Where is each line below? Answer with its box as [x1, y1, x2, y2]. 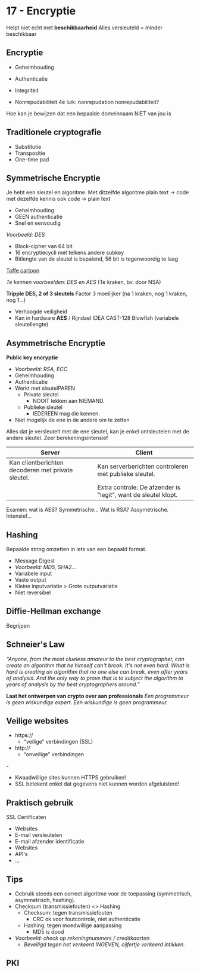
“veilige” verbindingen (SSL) [23, 738, 93, 745]
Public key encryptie [6, 354, 58, 361]
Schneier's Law [6, 640, 65, 650]
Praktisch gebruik [6, 797, 74, 808]
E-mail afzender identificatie [14, 838, 85, 845]
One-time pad [14, 155, 49, 163]
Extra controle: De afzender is [97, 483, 180, 491]
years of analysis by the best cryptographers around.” [6, 680, 140, 688]
